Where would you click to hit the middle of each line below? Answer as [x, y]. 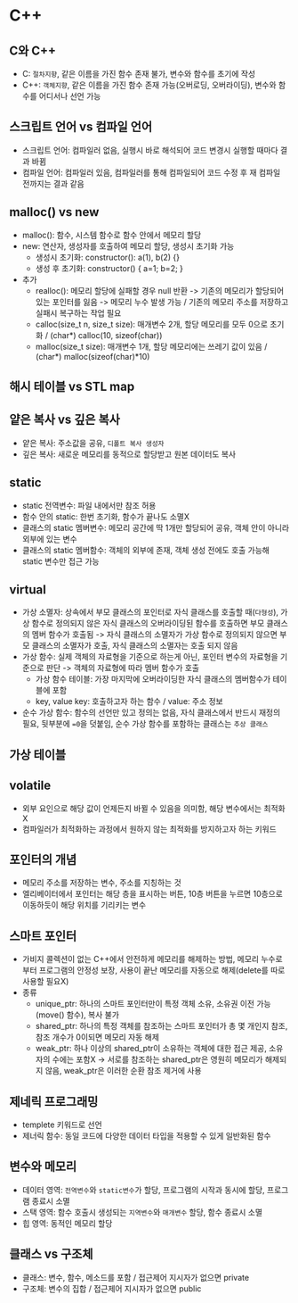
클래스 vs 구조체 [51, 1254]
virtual [28, 590]
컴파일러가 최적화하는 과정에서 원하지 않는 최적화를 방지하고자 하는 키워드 [149, 829]
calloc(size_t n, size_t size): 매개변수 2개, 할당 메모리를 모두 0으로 [152, 324]
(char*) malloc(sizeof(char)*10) [93, 356]
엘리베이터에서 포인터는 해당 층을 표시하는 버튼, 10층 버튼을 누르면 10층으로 [152, 894]
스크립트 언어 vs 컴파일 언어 [81, 127]
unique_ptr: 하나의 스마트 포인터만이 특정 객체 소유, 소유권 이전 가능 [153, 1004]
